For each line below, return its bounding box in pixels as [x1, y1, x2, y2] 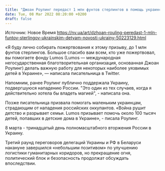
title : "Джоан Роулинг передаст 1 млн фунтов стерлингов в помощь [5, 7, 144, 12]
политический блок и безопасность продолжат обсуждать [5, 155, 129, 161]
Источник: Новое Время [5, 30, 56, 36]
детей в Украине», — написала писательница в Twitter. [5, 71, 120, 76]
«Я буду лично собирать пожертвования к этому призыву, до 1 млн [5, 45, 147, 50]
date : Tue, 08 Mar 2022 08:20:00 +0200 [5, 12, 87, 17]
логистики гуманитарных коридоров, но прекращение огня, [5, 150, 132, 156]
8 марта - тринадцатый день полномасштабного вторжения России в [5, 125, 151, 131]
